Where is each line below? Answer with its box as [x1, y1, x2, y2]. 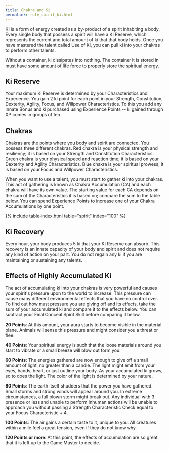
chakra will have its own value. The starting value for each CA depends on [5, 187, 159, 193]
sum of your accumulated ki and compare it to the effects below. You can [5, 306, 157, 312]
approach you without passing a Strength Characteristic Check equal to [5, 404, 154, 410]
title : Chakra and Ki [5, 7, 51, 13]
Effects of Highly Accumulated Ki [5, 272, 112, 280]
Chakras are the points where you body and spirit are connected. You [5, 140, 149, 146]
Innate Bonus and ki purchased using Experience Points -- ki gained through [5, 106, 163, 112]
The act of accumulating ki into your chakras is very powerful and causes [5, 285, 157, 291]
